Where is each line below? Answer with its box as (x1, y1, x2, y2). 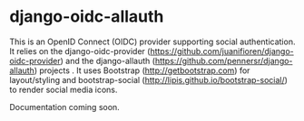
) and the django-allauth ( (60, 55, 156, 66)
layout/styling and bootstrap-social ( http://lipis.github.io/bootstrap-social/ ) (9, 74, 289, 85)
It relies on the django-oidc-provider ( (9, 45, 151, 56)
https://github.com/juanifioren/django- (149, 45, 295, 56)
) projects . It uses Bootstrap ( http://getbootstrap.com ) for (34, 65, 250, 76)
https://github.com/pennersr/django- (154, 55, 293, 66)
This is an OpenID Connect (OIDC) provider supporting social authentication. (9, 36, 296, 47)
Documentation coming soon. (9, 101, 120, 112)
